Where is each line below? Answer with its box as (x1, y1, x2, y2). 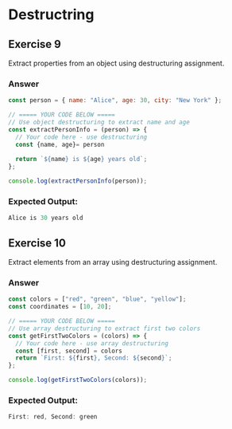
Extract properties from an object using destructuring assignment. (8, 58, 225, 68)
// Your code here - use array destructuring (15, 339, 169, 348)
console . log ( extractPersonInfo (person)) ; (8, 177, 148, 185)
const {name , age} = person (15, 140, 105, 148)
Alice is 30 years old (8, 214, 83, 222)
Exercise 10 (8, 236, 66, 250)
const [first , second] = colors (15, 347, 123, 355)
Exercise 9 (8, 37, 61, 51)
